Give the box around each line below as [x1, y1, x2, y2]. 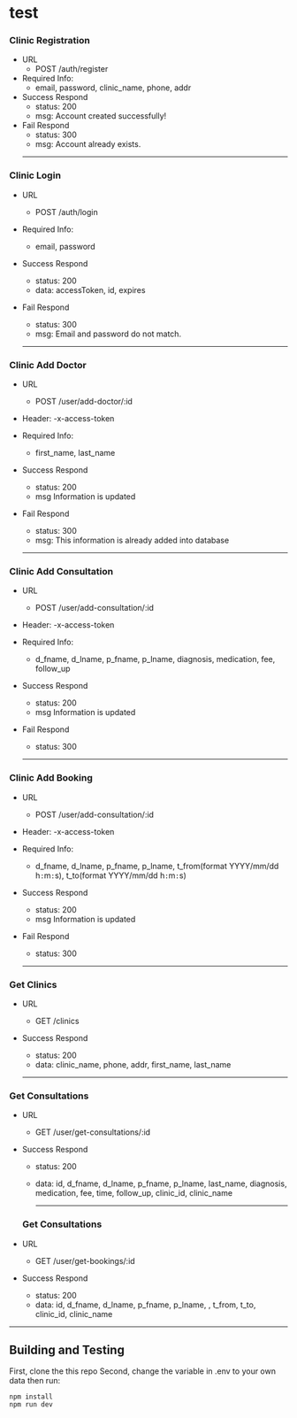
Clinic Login [9, 169, 62, 181]
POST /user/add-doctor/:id [34, 397, 133, 407]
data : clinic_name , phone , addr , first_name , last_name [34, 1059, 232, 1069]
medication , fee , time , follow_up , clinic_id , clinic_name [34, 1188, 232, 1198]
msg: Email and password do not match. [34, 328, 182, 339]
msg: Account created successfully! [34, 111, 167, 121]
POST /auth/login [34, 206, 99, 217]
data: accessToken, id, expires [34, 284, 146, 295]
